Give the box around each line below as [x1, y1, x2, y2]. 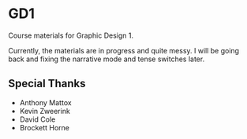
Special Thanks [8, 77, 86, 90]
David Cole [19, 115, 56, 124]
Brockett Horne [19, 123, 69, 132]
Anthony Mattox [19, 97, 73, 107]
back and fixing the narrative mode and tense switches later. [8, 54, 205, 64]
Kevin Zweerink [19, 106, 71, 115]
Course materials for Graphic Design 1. [8, 31, 134, 40]
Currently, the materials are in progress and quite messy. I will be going [8, 46, 239, 55]
